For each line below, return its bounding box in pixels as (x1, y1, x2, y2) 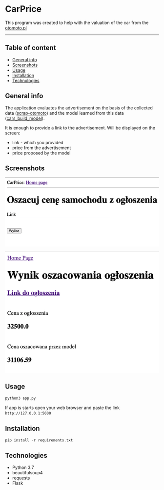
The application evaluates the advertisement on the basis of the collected (5, 104, 153, 111)
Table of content (5, 44, 56, 52)
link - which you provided (12, 139, 63, 145)
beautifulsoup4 (12, 469, 43, 475)
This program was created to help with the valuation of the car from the (5, 20, 149, 26)
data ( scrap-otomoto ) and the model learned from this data (5, 110, 124, 116)
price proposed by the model (12, 150, 71, 155)
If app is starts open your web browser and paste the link (5, 405, 120, 411)
